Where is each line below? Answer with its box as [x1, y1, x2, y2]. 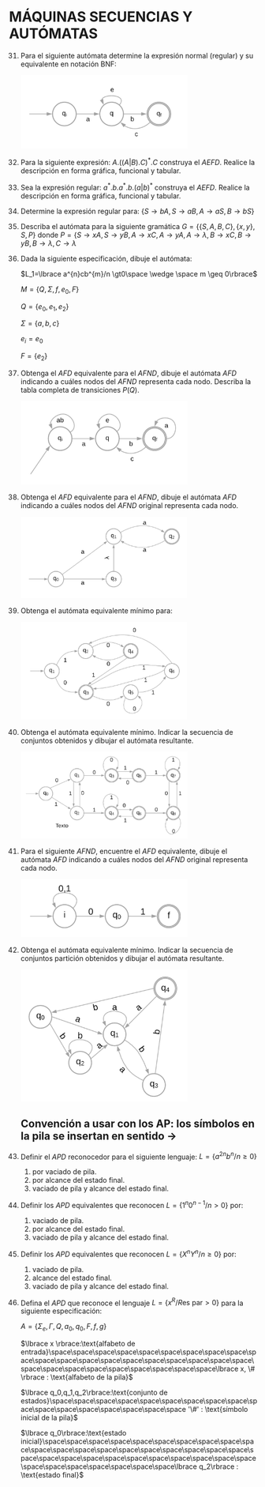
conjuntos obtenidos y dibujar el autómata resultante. [20, 736, 194, 745]
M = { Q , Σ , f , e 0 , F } [20, 284, 80, 296]
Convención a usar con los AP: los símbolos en [20, 1117, 256, 1131]
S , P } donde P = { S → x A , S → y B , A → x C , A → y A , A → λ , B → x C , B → [20, 230, 252, 239]
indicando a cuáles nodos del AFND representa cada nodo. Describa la [20, 376, 252, 386]
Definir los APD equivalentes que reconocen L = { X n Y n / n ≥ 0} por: [20, 1248, 237, 1259]
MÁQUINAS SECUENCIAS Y [9, 8, 193, 26]
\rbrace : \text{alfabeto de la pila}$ [20, 1372, 133, 1382]
